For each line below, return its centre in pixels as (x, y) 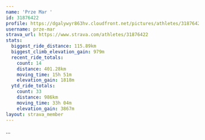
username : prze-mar (31, 29)
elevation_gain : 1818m (46, 80)
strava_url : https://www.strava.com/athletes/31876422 (77, 35)
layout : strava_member (35, 114)
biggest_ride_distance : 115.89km (54, 46)
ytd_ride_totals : (33, 86)
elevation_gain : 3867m (46, 109)
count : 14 (29, 63)
